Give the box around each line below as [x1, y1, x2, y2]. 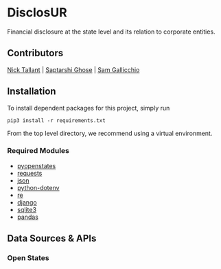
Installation [7, 86, 56, 97]
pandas [16, 213, 39, 221]
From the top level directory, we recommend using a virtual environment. [7, 129, 213, 137]
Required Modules [7, 146, 70, 156]
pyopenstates [16, 161, 56, 169]
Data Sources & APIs [7, 233, 97, 244]
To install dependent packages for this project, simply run [7, 104, 170, 112]
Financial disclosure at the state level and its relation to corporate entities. [7, 27, 216, 36]
